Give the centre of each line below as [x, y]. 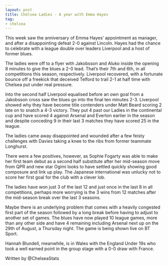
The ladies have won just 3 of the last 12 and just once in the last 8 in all [79, 187]
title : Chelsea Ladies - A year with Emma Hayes [57, 14]
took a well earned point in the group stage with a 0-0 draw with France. [80, 249]
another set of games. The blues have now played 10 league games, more [81, 218]
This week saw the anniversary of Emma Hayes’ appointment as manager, [81, 38]
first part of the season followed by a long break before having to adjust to [82, 213]
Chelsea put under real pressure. [39, 85]
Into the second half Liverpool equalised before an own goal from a [74, 94]
